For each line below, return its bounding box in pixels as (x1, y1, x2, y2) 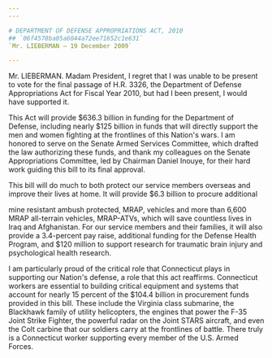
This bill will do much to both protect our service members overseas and (8, 181, 251, 190)
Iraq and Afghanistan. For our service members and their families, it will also (8, 222, 263, 232)
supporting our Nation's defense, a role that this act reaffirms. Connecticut (8, 273, 258, 282)
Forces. (8, 342, 34, 351)
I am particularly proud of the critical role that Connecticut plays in (8, 264, 231, 273)
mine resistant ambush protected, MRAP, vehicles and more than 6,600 (8, 205, 247, 215)
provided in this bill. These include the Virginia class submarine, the (8, 299, 235, 308)
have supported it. (8, 97, 70, 107)
